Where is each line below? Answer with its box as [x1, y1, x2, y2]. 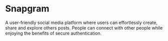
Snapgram [5, 3, 50, 14]
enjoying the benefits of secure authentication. [5, 30, 102, 36]
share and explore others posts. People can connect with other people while [5, 24, 163, 30]
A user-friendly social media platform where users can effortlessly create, [5, 19, 158, 25]
